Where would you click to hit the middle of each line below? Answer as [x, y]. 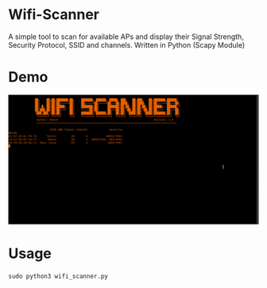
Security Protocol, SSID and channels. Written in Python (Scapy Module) [127, 44]
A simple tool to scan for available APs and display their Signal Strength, [126, 36]
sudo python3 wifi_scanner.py [58, 276]
